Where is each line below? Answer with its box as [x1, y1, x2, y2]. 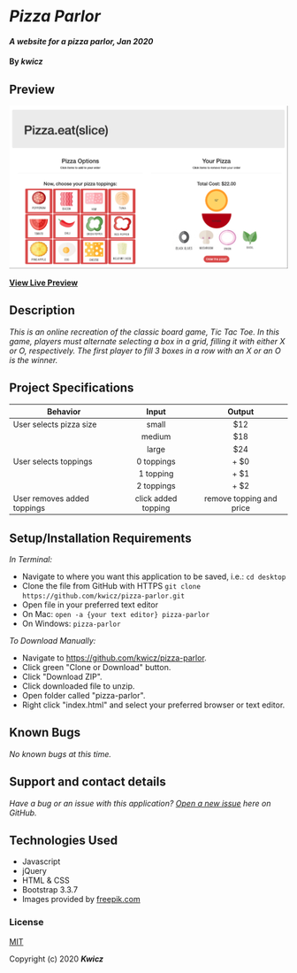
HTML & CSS [21, 875, 70, 886]
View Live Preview [9, 277, 78, 288]
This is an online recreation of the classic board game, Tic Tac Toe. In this [9, 326, 280, 337]
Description [9, 303, 75, 318]
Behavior [47, 405, 81, 417]
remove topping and [203, 493, 278, 504]
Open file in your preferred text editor [21, 599, 159, 610]
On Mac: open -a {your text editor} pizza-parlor [21, 609, 210, 619]
